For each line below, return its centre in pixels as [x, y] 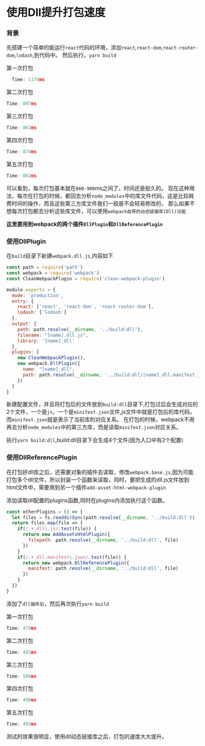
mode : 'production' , [38, 295]
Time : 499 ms [21, 700]
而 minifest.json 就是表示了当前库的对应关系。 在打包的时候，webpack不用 [101, 419]
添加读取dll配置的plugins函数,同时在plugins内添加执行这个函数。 [87, 500]
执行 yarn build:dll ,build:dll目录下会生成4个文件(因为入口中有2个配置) [95, 440]
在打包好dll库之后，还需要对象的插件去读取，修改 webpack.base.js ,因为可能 [100, 472]
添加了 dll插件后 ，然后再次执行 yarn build [58, 603]
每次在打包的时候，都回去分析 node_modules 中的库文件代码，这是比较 [103, 195]
